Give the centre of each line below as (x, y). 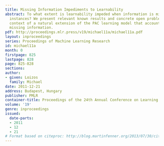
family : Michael (26, 82)
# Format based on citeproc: (35, 136)
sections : (15, 69)
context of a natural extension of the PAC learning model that (76, 23)
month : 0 (14, 50)
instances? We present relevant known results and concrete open (77, 18)
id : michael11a (20, 46)
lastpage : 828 (20, 59)
